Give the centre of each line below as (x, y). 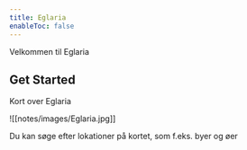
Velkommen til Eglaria (50, 51)
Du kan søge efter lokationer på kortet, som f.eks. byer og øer (124, 137)
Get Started (42, 79)
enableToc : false (42, 26)
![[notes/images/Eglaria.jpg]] (63, 119)
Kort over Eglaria (41, 101)
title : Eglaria (38, 18)
